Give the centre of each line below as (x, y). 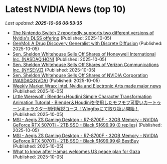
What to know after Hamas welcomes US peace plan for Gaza (76, 151)
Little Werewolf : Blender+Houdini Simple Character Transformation (82, 96)
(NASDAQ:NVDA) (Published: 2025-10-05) (56, 80)
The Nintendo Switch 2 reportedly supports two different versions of (83, 32)
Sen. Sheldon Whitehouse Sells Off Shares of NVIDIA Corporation (80, 75)
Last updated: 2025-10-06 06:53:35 (44, 23)
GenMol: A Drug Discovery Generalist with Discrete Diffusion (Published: (88, 43)
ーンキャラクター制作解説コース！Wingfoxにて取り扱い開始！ (76, 108)
